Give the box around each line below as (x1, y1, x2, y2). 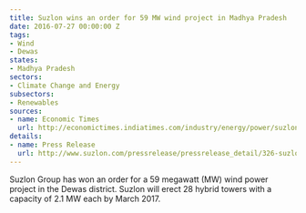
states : (9, 56, 39, 65)
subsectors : (9, 89, 55, 98)
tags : (9, 30, 30, 39)
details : (9, 132, 43, 141)
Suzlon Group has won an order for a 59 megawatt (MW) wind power (9, 174, 269, 185)
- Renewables (9, 97, 59, 107)
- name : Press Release (9, 140, 96, 149)
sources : (9, 106, 43, 116)
